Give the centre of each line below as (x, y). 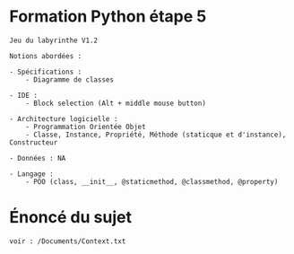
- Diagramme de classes (70, 79)
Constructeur (34, 142)
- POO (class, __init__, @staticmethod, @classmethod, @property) (152, 181)
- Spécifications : (46, 72)
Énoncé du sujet (71, 218)
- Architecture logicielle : (64, 118)
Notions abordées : (46, 56)
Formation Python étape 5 (108, 17)
